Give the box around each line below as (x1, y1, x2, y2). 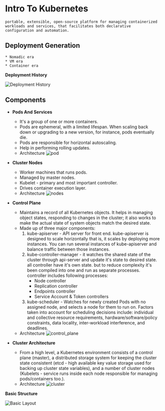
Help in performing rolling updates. (19, 144, 91, 151)
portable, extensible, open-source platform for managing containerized (5, 19, 158, 24)
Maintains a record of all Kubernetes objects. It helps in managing (19, 209, 153, 215)
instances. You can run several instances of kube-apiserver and (27, 241, 157, 247)
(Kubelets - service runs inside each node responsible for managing (19, 370, 158, 376)
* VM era (5, 59, 23, 64)
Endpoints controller (34, 288, 75, 294)
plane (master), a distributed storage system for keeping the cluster (19, 355, 157, 361)
